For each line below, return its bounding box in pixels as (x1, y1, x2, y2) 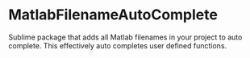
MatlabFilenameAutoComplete (8, 6, 218, 24)
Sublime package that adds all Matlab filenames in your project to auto (8, 32, 243, 42)
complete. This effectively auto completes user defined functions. (8, 40, 227, 50)
